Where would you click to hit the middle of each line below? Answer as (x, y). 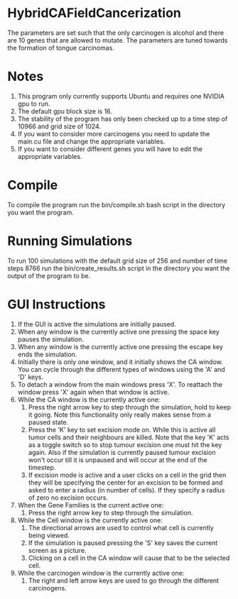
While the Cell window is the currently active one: (90, 520)
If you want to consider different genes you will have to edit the (110, 149)
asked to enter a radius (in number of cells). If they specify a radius (126, 490)
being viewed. (49, 535)
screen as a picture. (57, 550)
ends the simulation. (47, 354)
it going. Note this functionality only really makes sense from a (120, 414)
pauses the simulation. (50, 339)
